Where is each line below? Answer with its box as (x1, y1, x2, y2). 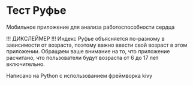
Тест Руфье (6, 4, 67, 17)
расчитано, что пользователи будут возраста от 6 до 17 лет (6, 54, 159, 61)
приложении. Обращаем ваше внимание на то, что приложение (6, 47, 170, 54)
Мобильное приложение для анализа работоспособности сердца (6, 23, 175, 31)
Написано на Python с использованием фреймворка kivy (6, 72, 153, 79)
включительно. (6, 60, 45, 68)
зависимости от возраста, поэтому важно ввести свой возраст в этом (6, 41, 188, 48)
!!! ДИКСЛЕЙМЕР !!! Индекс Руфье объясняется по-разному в (6, 35, 165, 42)
